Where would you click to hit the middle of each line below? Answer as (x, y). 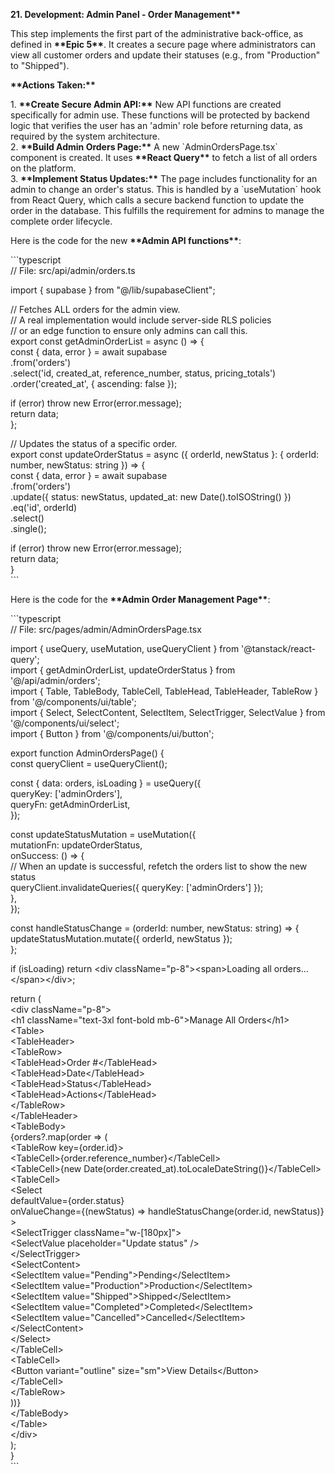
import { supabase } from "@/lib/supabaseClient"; (113, 290)
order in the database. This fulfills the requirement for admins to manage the (167, 210)
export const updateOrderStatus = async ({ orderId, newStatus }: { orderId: (165, 454)
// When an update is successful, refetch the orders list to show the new (159, 866)
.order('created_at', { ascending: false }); (94, 383)
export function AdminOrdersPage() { (87, 753)
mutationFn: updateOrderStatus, (76, 845)
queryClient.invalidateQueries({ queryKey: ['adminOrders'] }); (137, 887)
